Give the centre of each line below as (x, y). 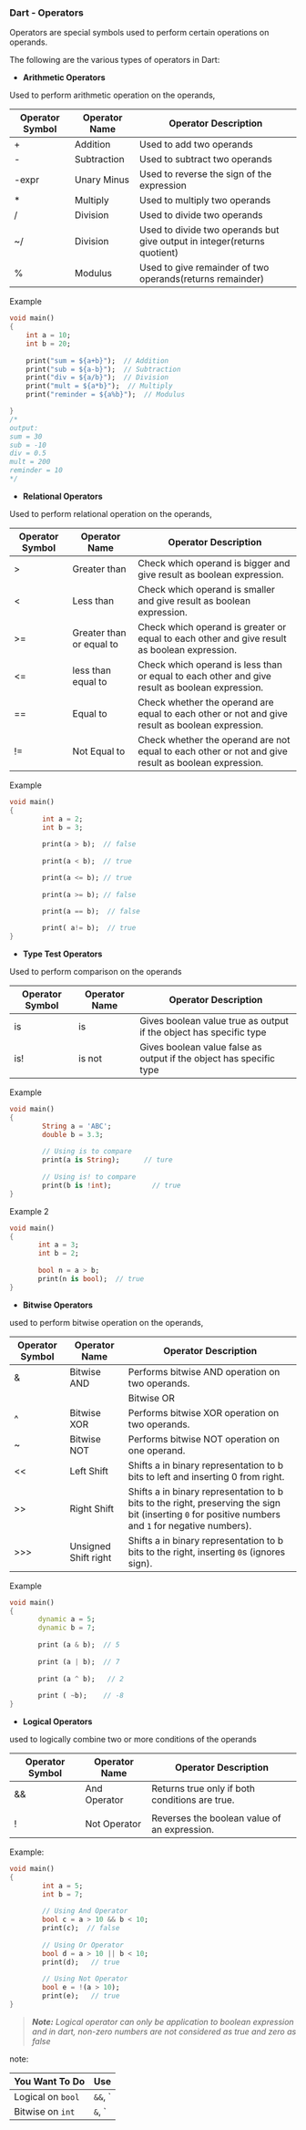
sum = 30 (26, 436)
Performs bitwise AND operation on (204, 1371)
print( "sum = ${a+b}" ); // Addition (97, 361)
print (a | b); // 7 (79, 1661)
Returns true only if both (203, 1789)
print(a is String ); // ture (107, 1160)
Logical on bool (47, 2096)
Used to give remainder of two (204, 268)
